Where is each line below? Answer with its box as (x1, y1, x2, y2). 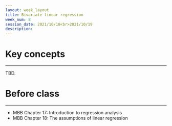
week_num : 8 (5, 17, 31, 22)
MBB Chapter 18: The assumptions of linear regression (12, 115, 128, 121)
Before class (5, 88, 60, 99)
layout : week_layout (5, 7, 50, 13)
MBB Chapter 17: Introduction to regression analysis (12, 110, 122, 115)
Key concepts (5, 48, 66, 60)
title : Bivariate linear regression (5, 12, 83, 17)
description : (5, 27, 33, 32)
